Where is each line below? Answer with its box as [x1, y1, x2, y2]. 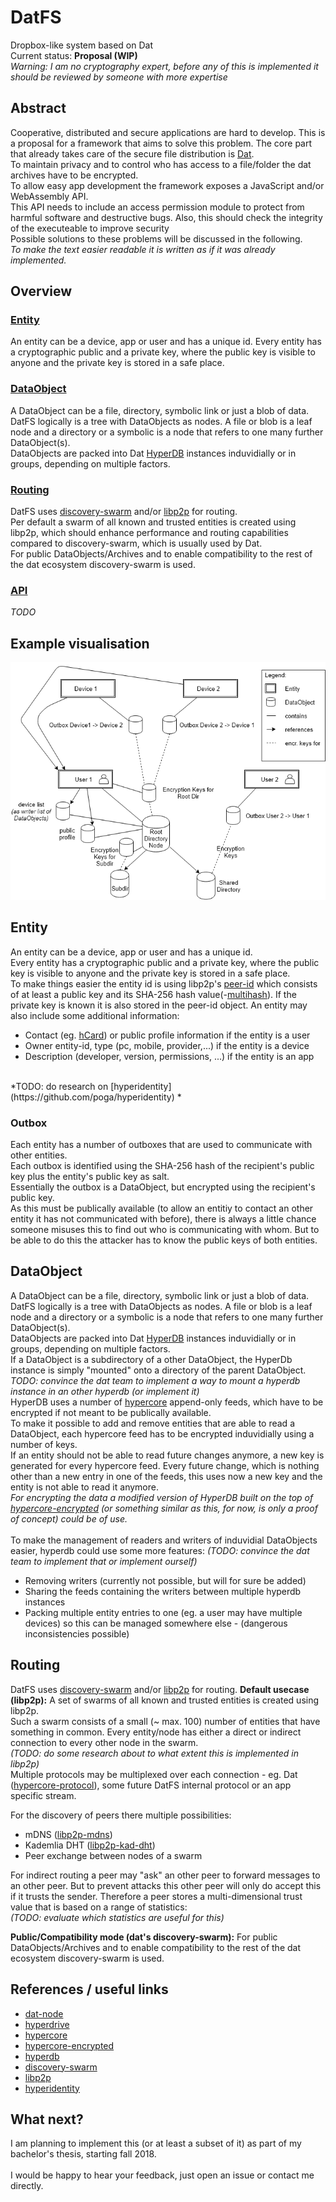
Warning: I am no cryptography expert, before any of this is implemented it [10, 60, 319, 72]
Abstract [10, 100, 67, 117]
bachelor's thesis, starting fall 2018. [10, 2148, 157, 2160]
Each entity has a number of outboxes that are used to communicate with [10, 1139, 313, 1151]
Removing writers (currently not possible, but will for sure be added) [24, 1574, 307, 1586]
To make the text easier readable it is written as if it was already [10, 243, 276, 255]
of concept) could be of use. [10, 1512, 128, 1525]
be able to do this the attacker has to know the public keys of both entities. [10, 1234, 318, 1246]
